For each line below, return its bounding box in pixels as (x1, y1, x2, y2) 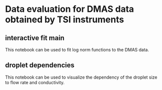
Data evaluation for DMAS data (5, 3, 134, 15)
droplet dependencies (5, 61, 75, 70)
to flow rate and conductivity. (5, 79, 65, 85)
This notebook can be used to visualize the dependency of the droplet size (5, 74, 158, 80)
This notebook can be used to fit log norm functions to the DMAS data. (5, 47, 149, 52)
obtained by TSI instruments (5, 14, 124, 25)
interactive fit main (5, 34, 65, 42)
